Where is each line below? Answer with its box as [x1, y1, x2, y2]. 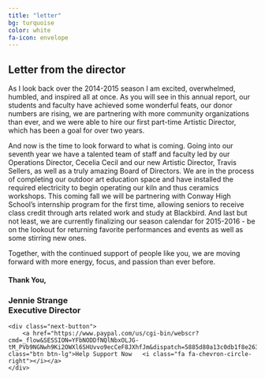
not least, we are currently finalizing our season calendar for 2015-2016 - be [8, 216, 256, 226]
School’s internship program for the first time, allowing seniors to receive [8, 200, 244, 209]
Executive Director [8, 305, 81, 316]
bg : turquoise [8, 19, 55, 27]
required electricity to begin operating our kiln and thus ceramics [8, 183, 219, 193]
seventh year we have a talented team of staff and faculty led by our [8, 149, 230, 159]
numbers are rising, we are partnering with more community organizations [8, 109, 250, 118]
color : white [8, 26, 51, 34]
